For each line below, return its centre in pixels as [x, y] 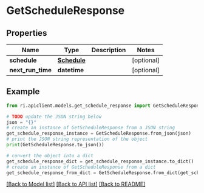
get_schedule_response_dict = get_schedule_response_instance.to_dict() [100, 161]
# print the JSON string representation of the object [77, 139]
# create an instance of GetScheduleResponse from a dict [81, 167]
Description [109, 50]
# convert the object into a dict [50, 155]
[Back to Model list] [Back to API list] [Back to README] [76, 184]
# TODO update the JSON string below [54, 117]
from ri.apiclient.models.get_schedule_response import [78, 106]
